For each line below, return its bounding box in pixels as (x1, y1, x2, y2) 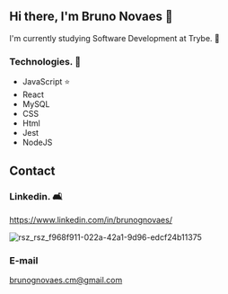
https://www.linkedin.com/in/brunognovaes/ (9, 214, 173, 225)
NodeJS (22, 137, 53, 148)
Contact (9, 163, 56, 178)
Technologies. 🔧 (9, 55, 82, 67)
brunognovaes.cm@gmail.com (9, 275, 123, 286)
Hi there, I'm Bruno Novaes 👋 (9, 9, 173, 24)
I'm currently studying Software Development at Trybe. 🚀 (9, 32, 220, 43)
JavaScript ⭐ (22, 76, 70, 87)
